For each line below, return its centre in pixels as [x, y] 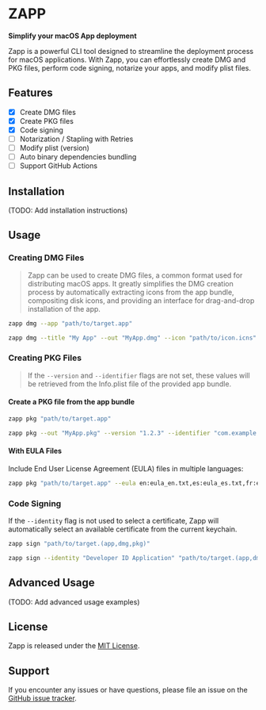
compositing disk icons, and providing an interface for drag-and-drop [141, 300]
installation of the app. [64, 309]
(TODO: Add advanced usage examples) [74, 602]
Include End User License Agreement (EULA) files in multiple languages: [126, 468]
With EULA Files [35, 451]
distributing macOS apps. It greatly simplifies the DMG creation [130, 283]
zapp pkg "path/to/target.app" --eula [72, 483]
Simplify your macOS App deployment [72, 36]
